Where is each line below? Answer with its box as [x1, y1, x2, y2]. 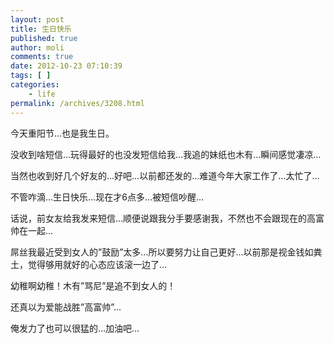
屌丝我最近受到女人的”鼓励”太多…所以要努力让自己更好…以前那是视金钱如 [10, 246, 314, 258]
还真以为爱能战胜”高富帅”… [10, 301, 122, 313]
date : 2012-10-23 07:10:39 [10, 61, 123, 71]
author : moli [10, 42, 65, 53]
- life [28, 89, 56, 99]
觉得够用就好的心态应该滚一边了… [27, 258, 168, 270]
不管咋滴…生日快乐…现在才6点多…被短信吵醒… [10, 191, 205, 203]
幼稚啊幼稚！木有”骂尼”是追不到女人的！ [10, 279, 177, 291]
